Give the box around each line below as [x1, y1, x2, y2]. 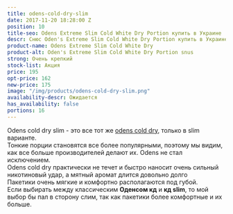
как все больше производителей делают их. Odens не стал [7, 148, 183, 156]
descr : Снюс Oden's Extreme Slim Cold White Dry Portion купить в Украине [7, 36, 228, 43]
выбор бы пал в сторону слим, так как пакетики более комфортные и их [7, 192, 223, 201]
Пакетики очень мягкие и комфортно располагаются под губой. [7, 178, 198, 186]
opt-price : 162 [7, 74, 51, 82]
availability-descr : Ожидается [7, 94, 98, 101]
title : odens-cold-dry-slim [7, 10, 89, 17]
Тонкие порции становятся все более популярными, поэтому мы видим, [7, 140, 223, 149]
